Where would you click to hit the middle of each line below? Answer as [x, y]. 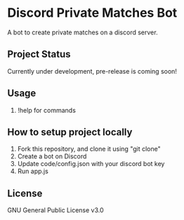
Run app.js [33, 171]
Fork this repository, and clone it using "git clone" [89, 149]
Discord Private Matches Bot [92, 13]
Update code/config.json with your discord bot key [91, 164]
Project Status [39, 54]
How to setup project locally [70, 132]
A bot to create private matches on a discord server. [83, 32]
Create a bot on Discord [52, 156]
